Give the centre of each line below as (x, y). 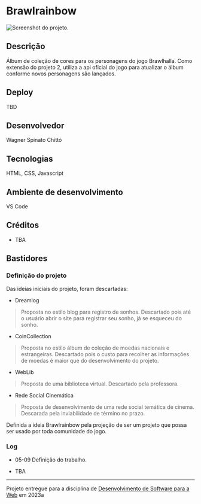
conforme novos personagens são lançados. (61, 74)
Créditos (23, 225)
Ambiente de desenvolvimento (65, 192)
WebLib (24, 372)
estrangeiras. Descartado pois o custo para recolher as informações (105, 354)
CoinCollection (33, 336)
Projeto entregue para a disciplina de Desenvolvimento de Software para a (98, 488)
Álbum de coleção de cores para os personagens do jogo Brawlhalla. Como (99, 60)
